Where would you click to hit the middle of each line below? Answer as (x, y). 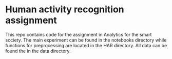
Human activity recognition (65, 9)
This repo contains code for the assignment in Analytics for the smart (79, 34)
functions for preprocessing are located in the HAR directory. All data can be (86, 45)
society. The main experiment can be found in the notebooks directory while (86, 40)
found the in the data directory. (38, 51)
